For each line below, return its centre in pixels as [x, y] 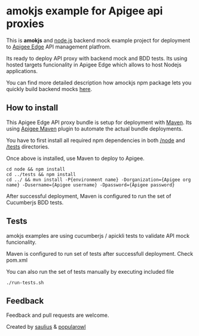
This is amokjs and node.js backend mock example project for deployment [98, 40]
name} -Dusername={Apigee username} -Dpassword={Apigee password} [91, 185]
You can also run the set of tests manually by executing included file [90, 271]
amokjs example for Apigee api [85, 11]
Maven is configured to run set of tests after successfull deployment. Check [100, 253]
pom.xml [17, 260]
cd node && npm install [36, 169]
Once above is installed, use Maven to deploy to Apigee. [75, 158]
